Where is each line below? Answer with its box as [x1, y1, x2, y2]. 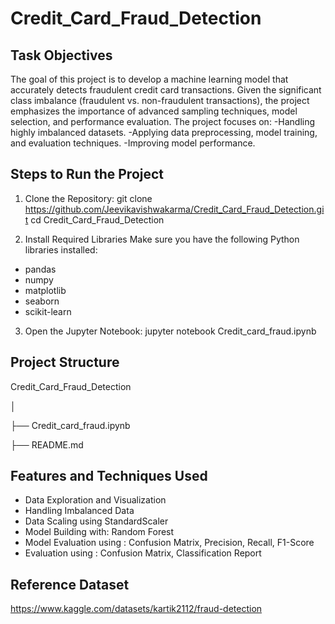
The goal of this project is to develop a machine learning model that [10, 73, 289, 85]
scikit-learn [24, 305, 72, 317]
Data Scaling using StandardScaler [24, 515, 169, 527]
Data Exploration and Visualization [24, 494, 167, 506]
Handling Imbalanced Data [24, 505, 135, 517]
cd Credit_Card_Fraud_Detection [30, 213, 165, 226]
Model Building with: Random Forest [24, 526, 175, 538]
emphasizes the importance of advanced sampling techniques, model [10, 105, 298, 117]
